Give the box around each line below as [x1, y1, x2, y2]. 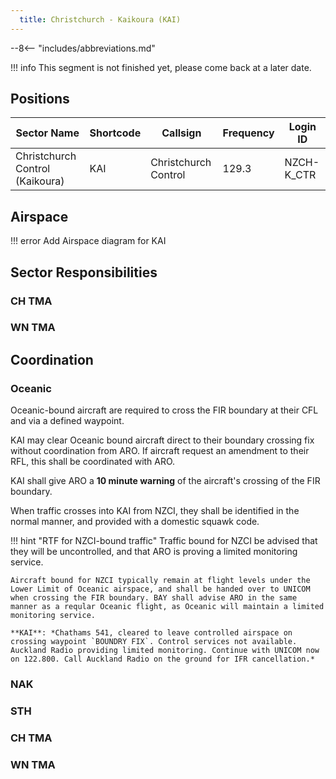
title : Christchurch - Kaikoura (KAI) [19, 14, 182, 25]
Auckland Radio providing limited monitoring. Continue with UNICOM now [10, 646, 320, 656]
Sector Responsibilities [10, 264, 158, 281]
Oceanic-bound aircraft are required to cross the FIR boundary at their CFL [10, 404, 319, 416]
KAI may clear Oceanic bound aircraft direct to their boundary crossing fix [10, 434, 315, 446]
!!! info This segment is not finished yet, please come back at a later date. [10, 61, 312, 73]
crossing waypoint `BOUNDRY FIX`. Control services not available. [10, 637, 298, 647]
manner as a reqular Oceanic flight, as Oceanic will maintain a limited [10, 602, 325, 612]
